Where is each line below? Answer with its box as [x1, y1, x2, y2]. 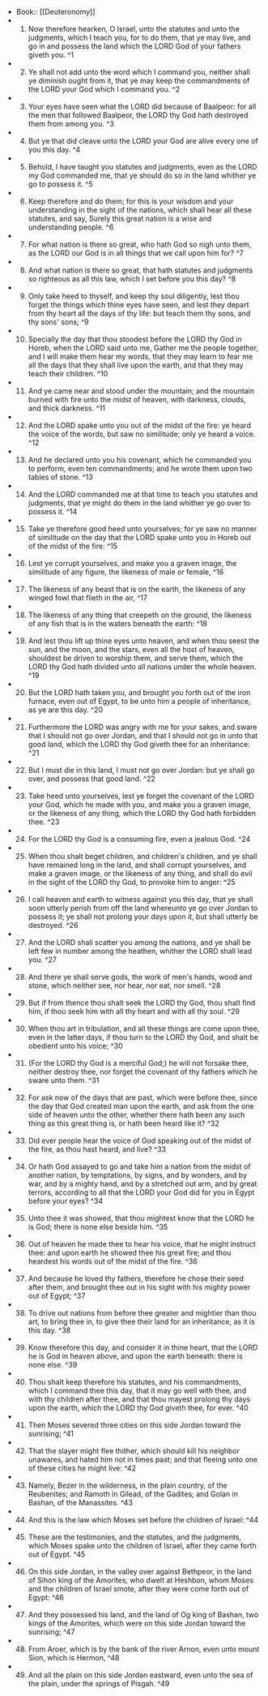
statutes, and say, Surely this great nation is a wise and [28, 214, 212, 223]
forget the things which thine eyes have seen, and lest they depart [28, 300, 249, 309]
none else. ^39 [28, 1360, 78, 1369]
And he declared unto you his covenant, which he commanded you [28, 455, 252, 465]
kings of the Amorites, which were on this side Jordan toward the [28, 1618, 246, 1628]
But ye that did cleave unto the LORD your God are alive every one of [28, 136, 258, 145]
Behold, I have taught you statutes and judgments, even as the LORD [28, 162, 257, 171]
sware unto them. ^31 [28, 1076, 100, 1085]
